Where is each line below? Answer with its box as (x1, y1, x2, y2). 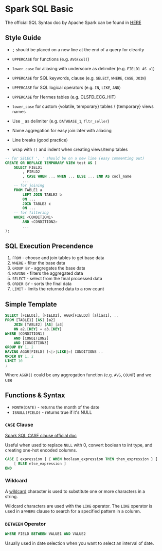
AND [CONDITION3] (14, 340, 49, 345)
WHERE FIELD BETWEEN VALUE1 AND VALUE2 (5, 531, 86, 536)
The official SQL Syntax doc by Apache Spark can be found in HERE (5, 20, 142, 25)
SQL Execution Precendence (5, 242, 93, 250)
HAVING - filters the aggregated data (12, 270, 84, 276)
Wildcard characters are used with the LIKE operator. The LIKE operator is (5, 503, 153, 509)
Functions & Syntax (5, 391, 65, 400)
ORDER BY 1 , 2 (5, 354, 34, 359)
